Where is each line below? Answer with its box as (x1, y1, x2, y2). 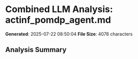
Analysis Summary (5, 45, 67, 54)
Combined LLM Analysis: (5, 4, 113, 15)
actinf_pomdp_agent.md (5, 14, 111, 26)
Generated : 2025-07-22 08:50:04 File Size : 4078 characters (5, 31, 133, 37)
